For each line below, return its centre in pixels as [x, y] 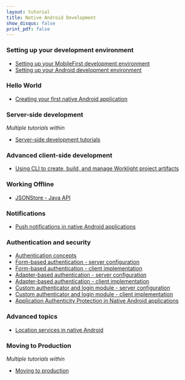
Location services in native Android [59, 330]
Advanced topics [32, 317]
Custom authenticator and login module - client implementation [94, 294]
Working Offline [30, 184]
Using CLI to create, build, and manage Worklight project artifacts [97, 168]
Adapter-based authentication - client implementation [82, 282]
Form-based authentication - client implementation [79, 269]
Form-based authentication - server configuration [77, 262]
